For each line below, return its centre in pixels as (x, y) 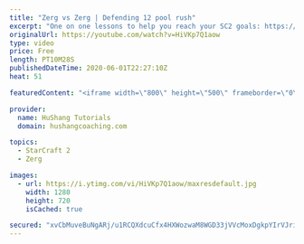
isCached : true (54, 209)
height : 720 (48, 201)
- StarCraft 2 (44, 151)
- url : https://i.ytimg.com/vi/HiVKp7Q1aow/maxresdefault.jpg (137, 183)
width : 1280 (48, 192)
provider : (28, 109)
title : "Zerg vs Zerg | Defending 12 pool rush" (103, 18)
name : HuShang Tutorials (64, 117)
